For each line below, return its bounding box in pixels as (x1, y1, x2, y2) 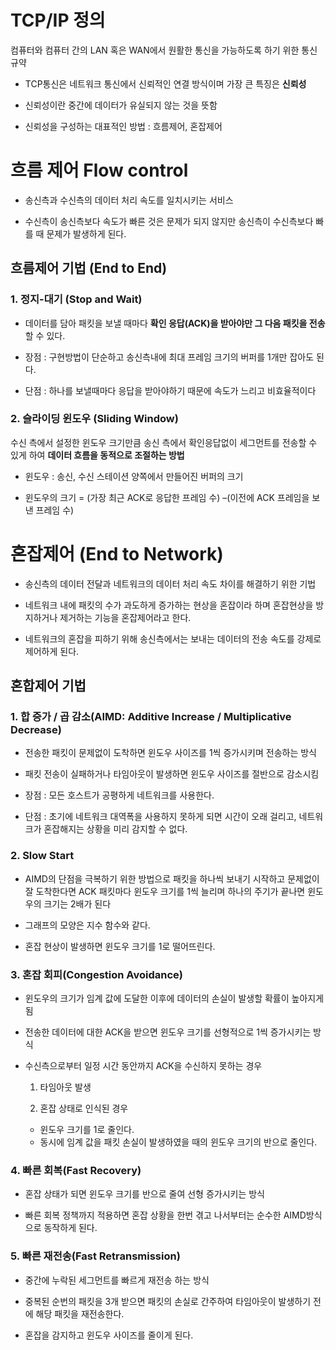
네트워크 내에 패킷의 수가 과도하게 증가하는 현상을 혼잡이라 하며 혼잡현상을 (24, 599, 314, 611)
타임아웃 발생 (39, 1081, 92, 1093)
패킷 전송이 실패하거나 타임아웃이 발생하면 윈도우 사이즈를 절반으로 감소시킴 (24, 768, 320, 780)
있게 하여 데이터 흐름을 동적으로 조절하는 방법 (10, 449, 185, 461)
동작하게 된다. (43, 1222, 98, 1234)
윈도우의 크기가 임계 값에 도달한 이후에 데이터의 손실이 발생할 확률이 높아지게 (24, 992, 325, 1005)
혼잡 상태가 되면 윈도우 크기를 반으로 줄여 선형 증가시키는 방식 (24, 1188, 265, 1200)
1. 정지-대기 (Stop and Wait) (10, 292, 143, 306)
